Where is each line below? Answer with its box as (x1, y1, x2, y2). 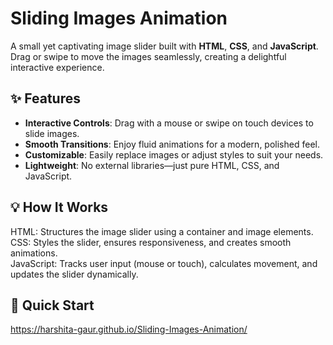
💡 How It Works (10, 199, 109, 216)
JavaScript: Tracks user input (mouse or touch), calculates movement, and (10, 257, 318, 269)
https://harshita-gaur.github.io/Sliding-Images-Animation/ (10, 323, 248, 336)
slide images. (24, 127, 80, 139)
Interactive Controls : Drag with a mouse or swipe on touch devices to (24, 117, 314, 129)
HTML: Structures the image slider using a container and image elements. (10, 225, 314, 237)
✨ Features (10, 90, 81, 107)
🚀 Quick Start (10, 297, 95, 314)
